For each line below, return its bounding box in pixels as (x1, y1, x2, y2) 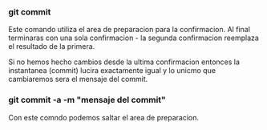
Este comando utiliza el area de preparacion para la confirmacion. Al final (8, 25, 251, 35)
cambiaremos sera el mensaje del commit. (8, 75, 148, 84)
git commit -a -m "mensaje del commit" (8, 95, 166, 106)
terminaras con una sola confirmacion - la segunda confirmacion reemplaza (8, 33, 259, 43)
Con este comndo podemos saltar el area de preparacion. (8, 112, 199, 122)
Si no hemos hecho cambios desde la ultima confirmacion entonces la (8, 57, 241, 67)
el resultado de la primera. (8, 42, 95, 51)
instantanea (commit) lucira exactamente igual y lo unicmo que (8, 66, 216, 75)
